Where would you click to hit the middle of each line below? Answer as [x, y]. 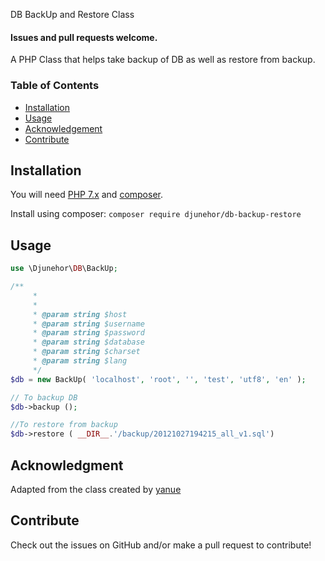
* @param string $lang [80, 361]
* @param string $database [88, 342]
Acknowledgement [63, 128]
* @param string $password [88, 333]
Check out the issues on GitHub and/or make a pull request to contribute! [161, 545]
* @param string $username [88, 324]
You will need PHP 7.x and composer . [87, 195]
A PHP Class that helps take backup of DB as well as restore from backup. [163, 60]
